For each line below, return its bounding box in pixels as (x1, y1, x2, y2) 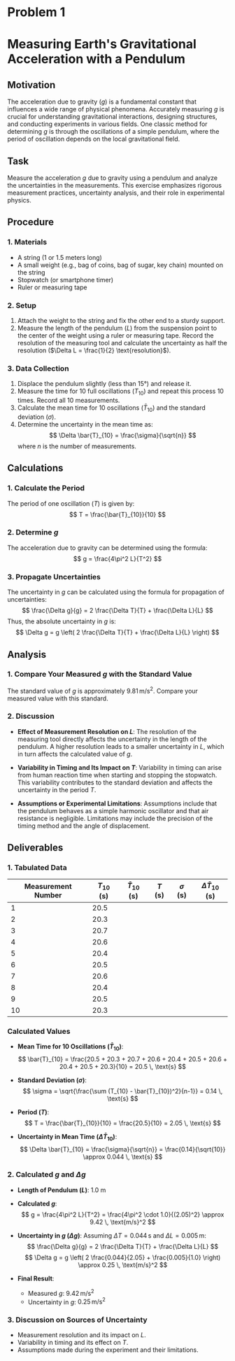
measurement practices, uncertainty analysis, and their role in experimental (7, 188, 225, 197)
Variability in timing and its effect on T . (17, 1339, 129, 1347)
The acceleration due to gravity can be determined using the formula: (7, 544, 208, 552)
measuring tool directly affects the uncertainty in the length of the (17, 735, 208, 743)
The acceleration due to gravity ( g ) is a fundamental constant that (7, 97, 197, 106)
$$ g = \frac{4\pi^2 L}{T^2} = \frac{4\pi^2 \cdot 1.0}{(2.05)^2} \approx (21, 1210, 225, 1219)
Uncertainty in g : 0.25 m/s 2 (27, 1297, 106, 1306)
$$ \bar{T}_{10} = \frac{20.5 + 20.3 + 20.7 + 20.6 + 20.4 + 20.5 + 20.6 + (17, 1055, 228, 1063)
